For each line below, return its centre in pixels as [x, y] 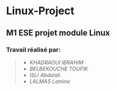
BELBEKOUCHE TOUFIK [59, 69]
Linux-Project [41, 11]
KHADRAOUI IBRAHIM [57, 62]
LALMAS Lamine [50, 81]
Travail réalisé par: [33, 50]
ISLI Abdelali [45, 75]
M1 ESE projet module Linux [58, 33]
